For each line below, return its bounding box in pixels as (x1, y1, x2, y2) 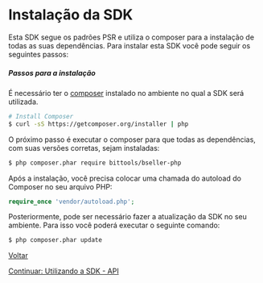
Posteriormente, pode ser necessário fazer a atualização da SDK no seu (8, 212, 248, 222)
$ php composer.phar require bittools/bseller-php (8, 159, 182, 167)
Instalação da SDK (8, 6, 134, 24)
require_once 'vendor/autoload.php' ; (8, 198, 135, 206)
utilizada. (8, 97, 39, 106)
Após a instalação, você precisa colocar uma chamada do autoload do (8, 173, 241, 183)
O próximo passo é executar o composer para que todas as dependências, (8, 135, 256, 144)
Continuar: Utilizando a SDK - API (8, 266, 119, 276)
